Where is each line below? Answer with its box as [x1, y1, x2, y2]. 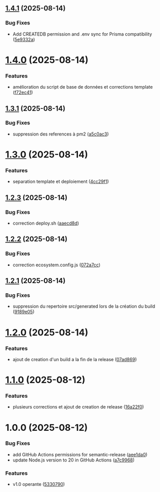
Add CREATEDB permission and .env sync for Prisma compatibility [12, 31, 152, 37]
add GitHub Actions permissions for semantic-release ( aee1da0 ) [12, 451, 148, 457]
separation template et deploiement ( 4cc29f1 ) [12, 178, 109, 185]
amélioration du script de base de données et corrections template [12, 84, 153, 90]
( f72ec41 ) [12, 89, 33, 96]
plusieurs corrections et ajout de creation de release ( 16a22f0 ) [12, 404, 144, 410]
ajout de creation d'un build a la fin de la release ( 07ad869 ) [12, 356, 137, 362]
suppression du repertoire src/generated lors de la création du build [12, 303, 155, 310]
